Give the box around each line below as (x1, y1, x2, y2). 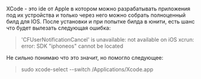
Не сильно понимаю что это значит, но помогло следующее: (6, 54, 164, 61)
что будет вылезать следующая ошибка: (6, 24, 111, 31)
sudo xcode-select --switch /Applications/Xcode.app (21, 66, 154, 73)
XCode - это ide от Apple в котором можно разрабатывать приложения (6, 5, 191, 12)
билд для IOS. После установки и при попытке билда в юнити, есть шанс (6, 18, 195, 25)
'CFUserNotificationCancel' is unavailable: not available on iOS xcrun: (21, 36, 194, 43)
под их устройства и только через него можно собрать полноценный (6, 11, 186, 19)
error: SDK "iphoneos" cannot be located (21, 42, 124, 49)
